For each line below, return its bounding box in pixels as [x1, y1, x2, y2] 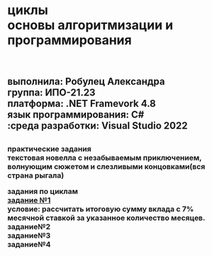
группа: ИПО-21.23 [7, 87, 96, 99]
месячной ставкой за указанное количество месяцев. [7, 213, 206, 223]
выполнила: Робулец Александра [7, 76, 165, 88]
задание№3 [7, 231, 51, 240]
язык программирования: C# [7, 109, 145, 121]
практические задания [7, 144, 91, 153]
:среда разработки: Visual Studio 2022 [7, 120, 188, 132]
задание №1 [7, 195, 51, 205]
